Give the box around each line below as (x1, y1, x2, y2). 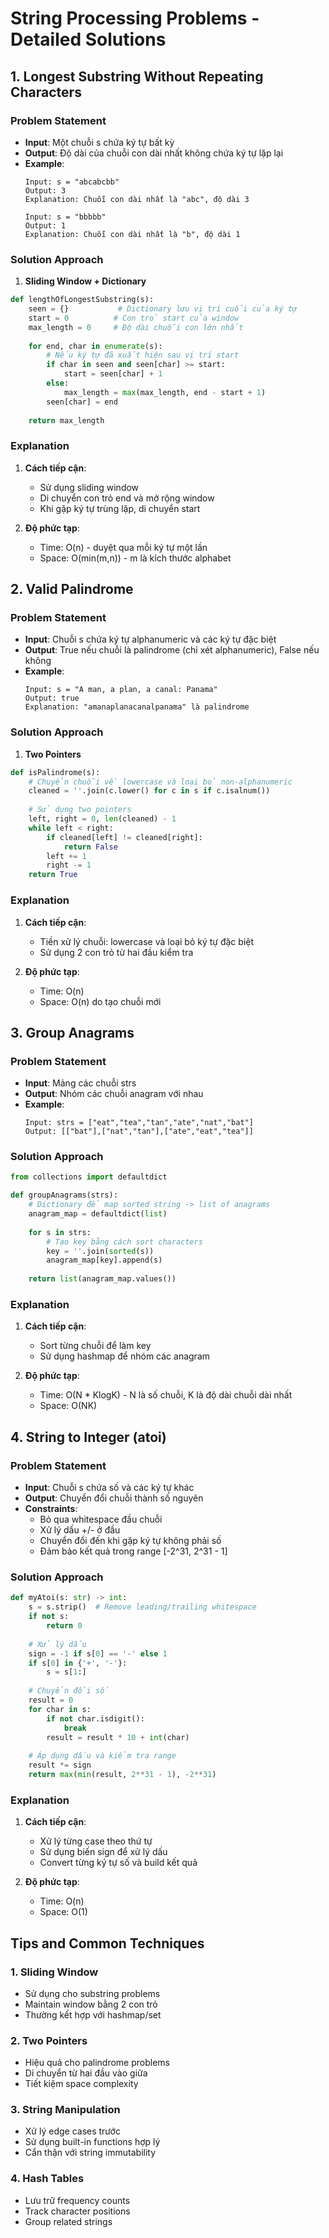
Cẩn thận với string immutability (24, 2147, 157, 2159)
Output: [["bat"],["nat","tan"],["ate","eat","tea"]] (24, 1127, 254, 1137)
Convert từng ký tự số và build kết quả (39, 1857, 198, 1869)
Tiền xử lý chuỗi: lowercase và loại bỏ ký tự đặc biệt (39, 935, 255, 947)
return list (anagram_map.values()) (28, 1274, 177, 1284)
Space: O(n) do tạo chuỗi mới (39, 995, 162, 1007)
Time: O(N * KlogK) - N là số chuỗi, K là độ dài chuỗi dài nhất (39, 1389, 293, 1401)
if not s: (28, 1612, 70, 1622)
